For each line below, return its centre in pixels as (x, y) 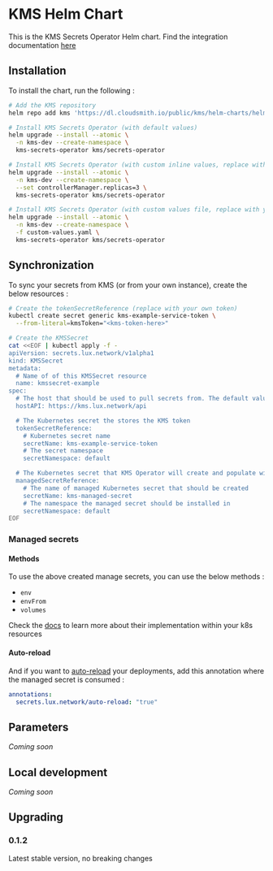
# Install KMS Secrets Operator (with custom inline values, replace (129, 165)
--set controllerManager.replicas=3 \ (82, 188)
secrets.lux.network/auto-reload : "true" (87, 702)
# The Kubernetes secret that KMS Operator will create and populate (136, 473)
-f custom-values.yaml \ (58, 232)
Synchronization (52, 265)
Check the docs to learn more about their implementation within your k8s (131, 626)
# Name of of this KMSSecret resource (82, 376)
